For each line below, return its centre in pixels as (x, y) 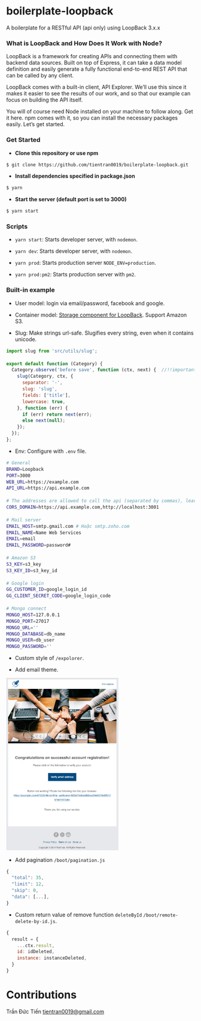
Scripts (17, 226)
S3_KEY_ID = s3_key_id (32, 571)
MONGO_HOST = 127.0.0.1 (33, 615)
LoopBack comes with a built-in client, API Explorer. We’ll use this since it (96, 87)
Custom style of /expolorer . (49, 658)
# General (19, 463)
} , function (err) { (42, 408)
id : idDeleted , (36, 952)
